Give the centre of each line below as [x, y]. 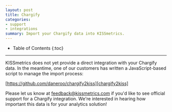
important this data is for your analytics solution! [56, 104]
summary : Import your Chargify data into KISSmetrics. [65, 34]
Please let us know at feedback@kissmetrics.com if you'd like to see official [85, 93]
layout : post [19, 10]
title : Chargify [23, 15]
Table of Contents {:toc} [38, 48]
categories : [18, 19]
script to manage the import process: [44, 74]
